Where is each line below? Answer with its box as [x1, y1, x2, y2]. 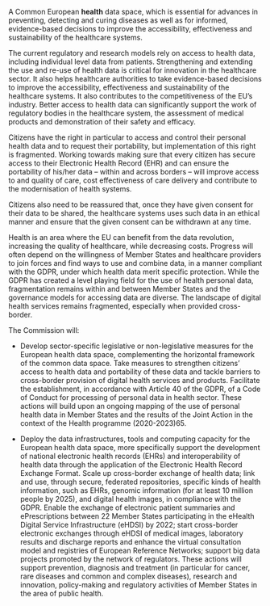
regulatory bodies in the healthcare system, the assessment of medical [8, 108, 244, 118]
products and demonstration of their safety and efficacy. [8, 117, 196, 126]
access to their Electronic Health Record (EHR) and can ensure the [8, 158, 230, 168]
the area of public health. [19, 589, 104, 598]
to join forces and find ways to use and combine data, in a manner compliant [8, 259, 263, 267]
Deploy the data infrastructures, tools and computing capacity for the [19, 434, 251, 444]
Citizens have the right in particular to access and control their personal [8, 133, 247, 142]
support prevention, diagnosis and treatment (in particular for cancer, [19, 563, 251, 572]
